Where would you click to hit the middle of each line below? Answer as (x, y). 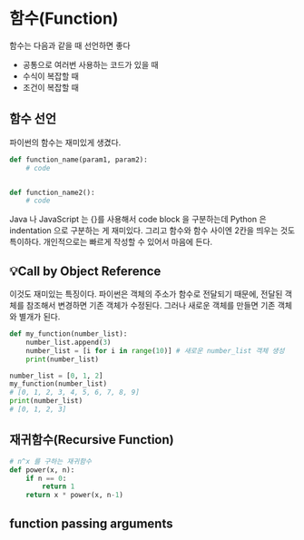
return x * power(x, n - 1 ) (75, 496)
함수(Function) (64, 19)
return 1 (59, 486)
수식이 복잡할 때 (50, 76)
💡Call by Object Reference (85, 271)
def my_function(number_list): (69, 334)
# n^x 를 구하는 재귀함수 (51, 461)
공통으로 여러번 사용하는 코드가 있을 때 (90, 64)
